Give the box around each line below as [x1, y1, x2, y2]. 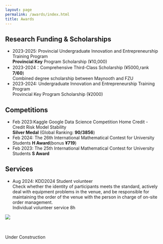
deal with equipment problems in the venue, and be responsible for [12, 188, 150, 194]
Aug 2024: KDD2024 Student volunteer [12, 178, 93, 184]
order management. [12, 199, 53, 205]
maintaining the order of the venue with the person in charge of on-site [12, 194, 158, 200]
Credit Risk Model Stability [12, 124, 67, 130]
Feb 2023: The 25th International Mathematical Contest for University [12, 145, 155, 151]
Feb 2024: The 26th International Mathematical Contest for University [12, 135, 155, 141]
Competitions [5, 105, 48, 114]
